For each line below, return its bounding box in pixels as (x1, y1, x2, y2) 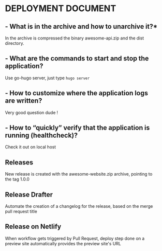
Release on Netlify (5, 222, 61, 231)
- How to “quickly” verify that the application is (5, 124, 150, 132)
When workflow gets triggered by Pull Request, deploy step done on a (5, 235, 145, 241)
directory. (5, 40, 24, 46)
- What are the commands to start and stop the (5, 54, 149, 63)
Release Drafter (5, 190, 53, 198)
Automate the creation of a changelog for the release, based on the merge (5, 203, 153, 209)
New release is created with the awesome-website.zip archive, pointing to (5, 171, 153, 177)
